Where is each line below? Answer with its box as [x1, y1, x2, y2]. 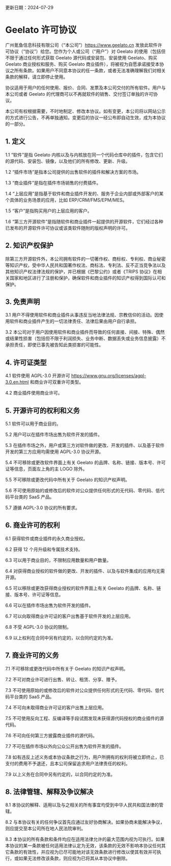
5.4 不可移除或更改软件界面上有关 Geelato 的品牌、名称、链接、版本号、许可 [5, 460, 166, 465]
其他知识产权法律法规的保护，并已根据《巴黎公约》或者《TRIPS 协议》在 [5, 268, 158, 274]
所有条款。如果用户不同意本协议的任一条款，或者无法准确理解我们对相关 [14, 67, 166, 73]
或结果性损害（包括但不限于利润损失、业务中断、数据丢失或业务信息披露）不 [5, 336, 166, 342]
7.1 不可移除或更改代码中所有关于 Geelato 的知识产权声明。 [5, 665, 128, 672]
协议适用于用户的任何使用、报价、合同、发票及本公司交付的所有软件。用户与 [5, 85, 166, 91]
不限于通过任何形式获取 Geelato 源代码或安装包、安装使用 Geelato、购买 [5, 54, 158, 61]
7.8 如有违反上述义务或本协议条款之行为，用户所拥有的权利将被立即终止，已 [5, 754, 164, 760]
